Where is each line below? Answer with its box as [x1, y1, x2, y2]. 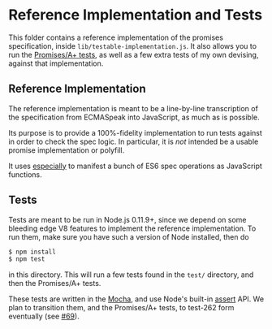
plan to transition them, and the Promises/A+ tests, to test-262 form [8, 303, 235, 313]
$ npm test [8, 255, 45, 263]
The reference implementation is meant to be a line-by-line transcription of [8, 103, 258, 113]
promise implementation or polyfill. [8, 145, 125, 155]
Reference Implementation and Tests [8, 6, 262, 24]
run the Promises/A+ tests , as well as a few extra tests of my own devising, [8, 50, 259, 59]
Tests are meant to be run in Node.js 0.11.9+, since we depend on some [8, 214, 247, 224]
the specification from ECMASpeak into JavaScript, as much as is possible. [8, 112, 260, 122]
